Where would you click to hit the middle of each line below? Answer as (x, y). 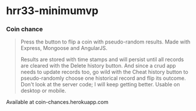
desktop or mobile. (43, 91)
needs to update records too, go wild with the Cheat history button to (104, 72)
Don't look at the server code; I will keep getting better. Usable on (100, 85)
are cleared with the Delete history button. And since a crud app (98, 66)
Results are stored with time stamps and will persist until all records (102, 59)
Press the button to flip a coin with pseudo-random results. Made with (105, 42)
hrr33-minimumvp (52, 11)
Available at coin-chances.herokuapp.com (57, 102)
